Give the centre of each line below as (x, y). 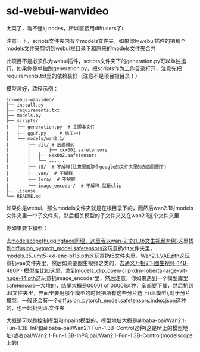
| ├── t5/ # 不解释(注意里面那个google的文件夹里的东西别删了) (87, 167)
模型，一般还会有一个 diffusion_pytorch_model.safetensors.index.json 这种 (96, 300)
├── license (21, 191)
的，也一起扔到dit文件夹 (35, 307)
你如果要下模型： (27, 228)
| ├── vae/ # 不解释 (40, 173)
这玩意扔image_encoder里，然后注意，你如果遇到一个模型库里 (112, 278)
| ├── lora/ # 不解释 (41, 179)
